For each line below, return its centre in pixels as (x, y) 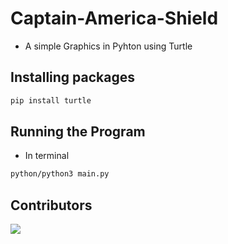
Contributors (51, 205)
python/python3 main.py (60, 174)
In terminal (47, 156)
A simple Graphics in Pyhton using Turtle (108, 46)
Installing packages (73, 77)
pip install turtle (51, 100)
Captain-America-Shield (114, 18)
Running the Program (78, 132)
